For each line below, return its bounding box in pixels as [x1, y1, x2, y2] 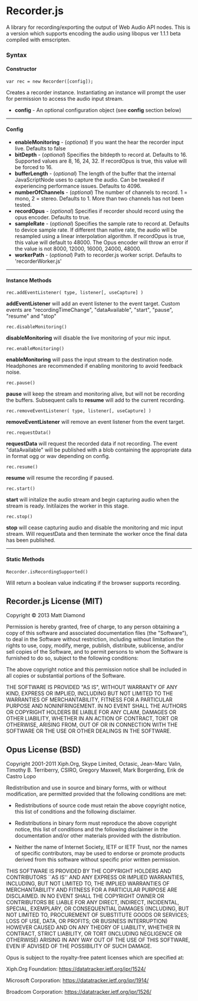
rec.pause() [6, 380, 35, 386]
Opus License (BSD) [6, 745, 81, 755]
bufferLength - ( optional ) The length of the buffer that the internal [14, 170, 176, 177]
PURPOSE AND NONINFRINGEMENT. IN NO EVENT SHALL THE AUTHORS [6, 703, 187, 710]
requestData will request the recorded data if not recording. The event [6, 440, 178, 447]
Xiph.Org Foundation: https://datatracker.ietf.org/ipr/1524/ [6, 966, 146, 973]
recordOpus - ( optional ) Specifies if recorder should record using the [14, 208, 184, 215]
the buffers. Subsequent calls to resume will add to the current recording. [6, 397, 185, 404]
